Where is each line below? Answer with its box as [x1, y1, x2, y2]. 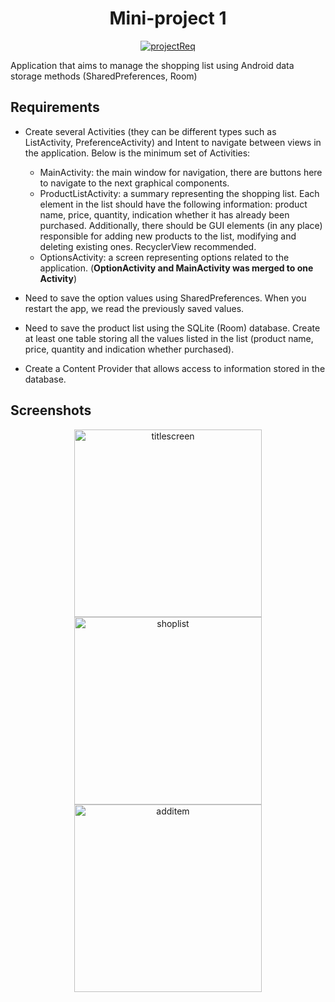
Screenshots [10, 402, 92, 419]
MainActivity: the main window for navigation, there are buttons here [39, 166, 323, 178]
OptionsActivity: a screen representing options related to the [39, 251, 290, 263]
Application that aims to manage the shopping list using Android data [10, 59, 295, 71]
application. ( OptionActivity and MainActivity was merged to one [39, 262, 314, 274]
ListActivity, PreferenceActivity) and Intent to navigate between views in [24, 136, 322, 148]
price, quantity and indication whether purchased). [24, 343, 235, 355]
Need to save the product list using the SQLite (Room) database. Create [24, 322, 321, 334]
